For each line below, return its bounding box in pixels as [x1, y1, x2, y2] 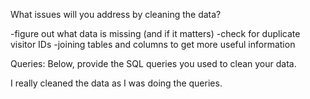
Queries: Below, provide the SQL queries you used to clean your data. [10, 58, 297, 69]
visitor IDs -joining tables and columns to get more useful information [10, 39, 296, 50]
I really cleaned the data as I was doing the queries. [10, 77, 223, 89]
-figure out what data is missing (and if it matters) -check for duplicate [10, 28, 301, 39]
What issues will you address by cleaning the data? [10, 9, 222, 20]
